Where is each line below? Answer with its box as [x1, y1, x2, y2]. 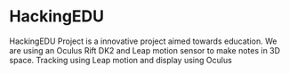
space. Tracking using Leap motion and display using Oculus [9, 54, 233, 65]
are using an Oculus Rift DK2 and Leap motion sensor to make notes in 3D [9, 45, 281, 55]
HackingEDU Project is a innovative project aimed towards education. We [9, 36, 277, 46]
